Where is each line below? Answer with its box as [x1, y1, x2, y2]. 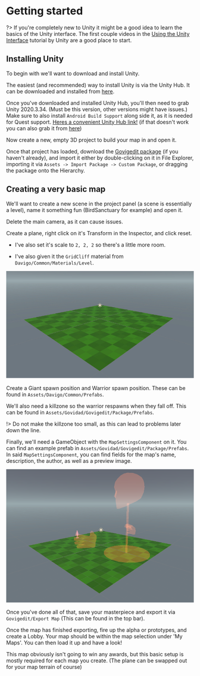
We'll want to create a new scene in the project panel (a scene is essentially [6, 200, 192, 207]
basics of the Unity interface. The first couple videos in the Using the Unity [6, 30, 190, 37]
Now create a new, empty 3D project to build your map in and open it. [6, 136, 177, 143]
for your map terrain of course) [6, 663, 82, 671]
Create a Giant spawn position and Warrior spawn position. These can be [6, 385, 186, 392]
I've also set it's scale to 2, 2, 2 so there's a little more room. [14, 241, 166, 248]
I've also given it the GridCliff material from [14, 253, 124, 260]
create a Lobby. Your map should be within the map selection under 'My [6, 633, 183, 640]
